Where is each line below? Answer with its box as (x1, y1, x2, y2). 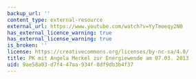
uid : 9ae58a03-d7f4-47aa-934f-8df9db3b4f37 (7, 61, 134, 68)
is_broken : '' (7, 42, 48, 49)
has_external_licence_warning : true (7, 29, 112, 36)
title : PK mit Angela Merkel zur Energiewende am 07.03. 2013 (7, 55, 189, 62)
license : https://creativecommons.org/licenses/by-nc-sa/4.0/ (7, 49, 189, 56)
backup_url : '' (7, 10, 51, 17)
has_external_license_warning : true (7, 36, 112, 43)
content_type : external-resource (7, 16, 103, 23)
